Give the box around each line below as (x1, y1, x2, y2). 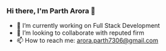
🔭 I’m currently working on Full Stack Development (16, 22, 160, 30)
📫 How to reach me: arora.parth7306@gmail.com (16, 37, 159, 45)
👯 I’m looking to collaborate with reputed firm (16, 29, 145, 37)
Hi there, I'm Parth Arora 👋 (6, 6, 96, 16)
